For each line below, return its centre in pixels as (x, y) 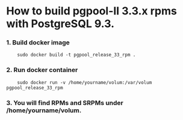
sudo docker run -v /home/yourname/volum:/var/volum (85, 82)
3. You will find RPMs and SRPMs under (65, 103)
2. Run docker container (42, 70)
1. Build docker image (38, 43)
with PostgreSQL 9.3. (60, 24)
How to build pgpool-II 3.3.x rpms (92, 11)
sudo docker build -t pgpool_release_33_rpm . (76, 55)
